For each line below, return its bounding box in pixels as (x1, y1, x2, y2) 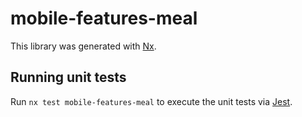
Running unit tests (10, 69, 127, 86)
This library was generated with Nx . (10, 40, 157, 52)
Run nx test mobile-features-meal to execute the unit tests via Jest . (10, 95, 293, 107)
